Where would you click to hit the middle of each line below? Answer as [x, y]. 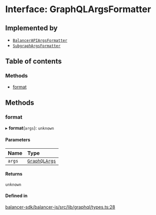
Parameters [18, 140]
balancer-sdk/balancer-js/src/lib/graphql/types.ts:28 [60, 207]
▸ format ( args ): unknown [30, 128]
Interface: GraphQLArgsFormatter [78, 9]
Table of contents [33, 61]
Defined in [16, 196]
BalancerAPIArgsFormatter [40, 40]
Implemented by [31, 28]
